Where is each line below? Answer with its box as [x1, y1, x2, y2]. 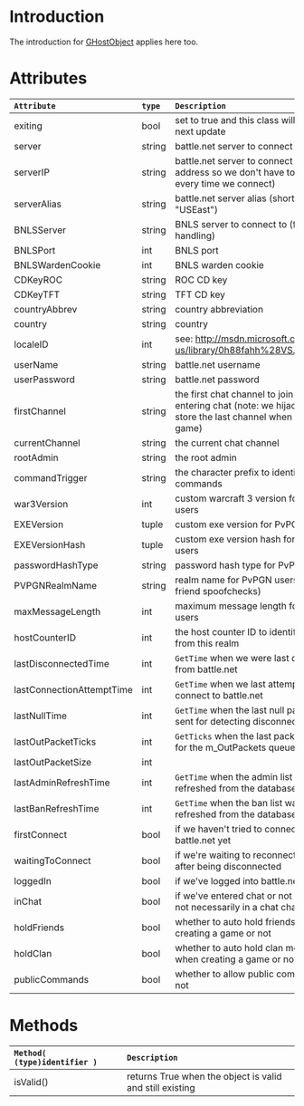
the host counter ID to [175, 625, 268, 638]
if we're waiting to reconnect [175, 849, 297, 861]
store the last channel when [175, 410, 292, 423]
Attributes [9, 68, 88, 89]
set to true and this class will [175, 113, 296, 126]
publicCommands [14, 973, 89, 986]
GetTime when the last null [175, 704, 285, 716]
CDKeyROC [14, 274, 63, 286]
